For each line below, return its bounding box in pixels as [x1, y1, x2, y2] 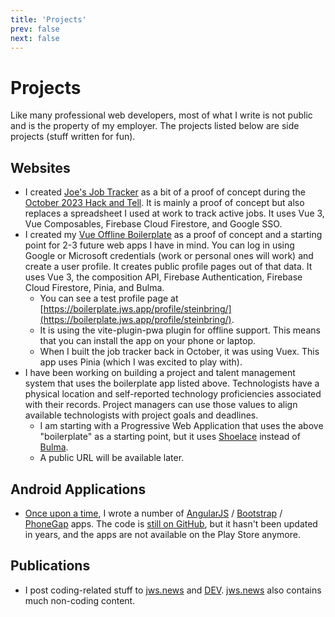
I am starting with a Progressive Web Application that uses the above [39, 420, 324, 432]
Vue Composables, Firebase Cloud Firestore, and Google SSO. [24, 218, 283, 230]
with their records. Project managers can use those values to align [24, 399, 298, 411]
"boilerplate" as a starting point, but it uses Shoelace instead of [39, 431, 301, 443]
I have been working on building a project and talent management [24, 367, 296, 379]
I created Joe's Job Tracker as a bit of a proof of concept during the [24, 186, 306, 198]
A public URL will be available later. [39, 452, 185, 464]
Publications [10, 557, 91, 575]
